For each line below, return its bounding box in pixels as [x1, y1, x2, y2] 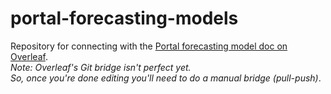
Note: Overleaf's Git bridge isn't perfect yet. [10, 61, 192, 73]
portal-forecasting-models [10, 7, 239, 30]
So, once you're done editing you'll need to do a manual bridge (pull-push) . [10, 72, 322, 84]
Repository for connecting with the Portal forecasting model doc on [10, 40, 288, 52]
